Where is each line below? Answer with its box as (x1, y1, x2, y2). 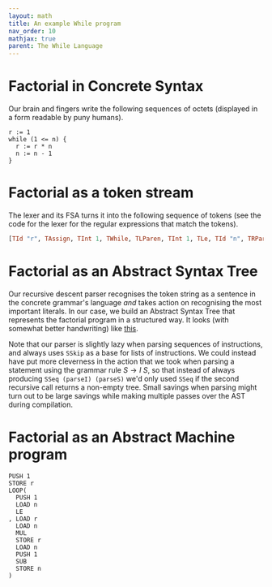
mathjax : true (8, 34, 57, 43)
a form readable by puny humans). (8, 113, 124, 123)
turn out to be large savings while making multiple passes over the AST (8, 391, 245, 400)
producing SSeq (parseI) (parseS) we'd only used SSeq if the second (8, 373, 240, 383)
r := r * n (15, 143, 53, 151)
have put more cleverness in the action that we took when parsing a (8, 356, 235, 366)
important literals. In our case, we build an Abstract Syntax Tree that (8, 306, 236, 316)
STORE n (15, 564, 42, 572)
